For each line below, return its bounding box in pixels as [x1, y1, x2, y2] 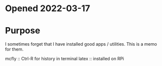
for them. [5, 47, 23, 52]
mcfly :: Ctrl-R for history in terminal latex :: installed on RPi [5, 56, 124, 62]
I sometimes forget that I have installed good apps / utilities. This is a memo [5, 41, 158, 47]
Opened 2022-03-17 [5, 3, 91, 14]
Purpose [5, 25, 41, 36]
